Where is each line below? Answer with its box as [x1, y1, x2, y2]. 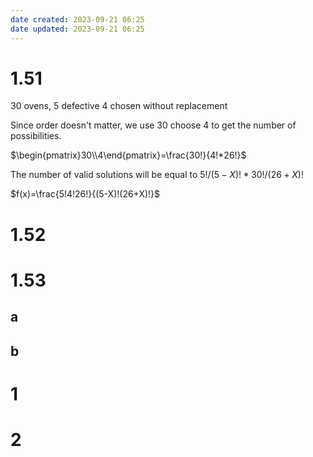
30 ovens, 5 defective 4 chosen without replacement [10, 100, 228, 112]
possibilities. [10, 130, 62, 142]
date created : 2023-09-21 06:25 [10, 14, 145, 25]
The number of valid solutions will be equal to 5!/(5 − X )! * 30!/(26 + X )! [10, 169, 304, 181]
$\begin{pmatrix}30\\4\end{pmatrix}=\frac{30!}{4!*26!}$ [10, 149, 247, 161]
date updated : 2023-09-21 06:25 [10, 24, 145, 34]
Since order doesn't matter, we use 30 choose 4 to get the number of [10, 119, 297, 131]
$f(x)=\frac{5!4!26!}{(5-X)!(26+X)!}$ [10, 188, 161, 200]
